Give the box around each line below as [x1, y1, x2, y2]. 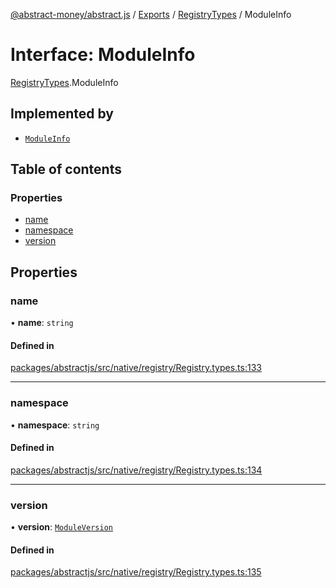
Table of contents [10, 161, 122, 178]
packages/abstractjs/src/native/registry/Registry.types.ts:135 [10, 566, 262, 578]
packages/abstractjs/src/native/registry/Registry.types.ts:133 [10, 362, 262, 374]
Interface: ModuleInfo [10, 44, 196, 66]
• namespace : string [10, 419, 100, 431]
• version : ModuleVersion [10, 521, 113, 533]
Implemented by [10, 105, 114, 123]
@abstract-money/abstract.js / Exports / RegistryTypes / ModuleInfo [10, 9, 292, 20]
